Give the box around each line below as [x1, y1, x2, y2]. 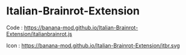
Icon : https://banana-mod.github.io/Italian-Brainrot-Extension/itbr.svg [6, 42, 181, 49]
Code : [6, 24, 23, 31]
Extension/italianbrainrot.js [6, 30, 72, 37]
